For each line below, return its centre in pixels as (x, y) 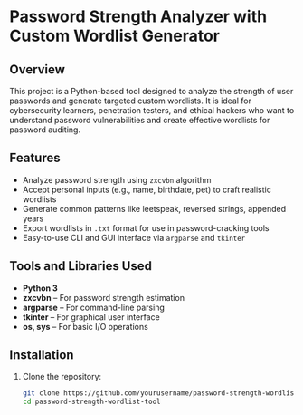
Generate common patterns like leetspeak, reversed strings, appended (154, 208)
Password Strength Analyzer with (138, 17)
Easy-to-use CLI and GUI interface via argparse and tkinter (134, 237)
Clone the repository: (62, 377)
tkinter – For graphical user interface (91, 317)
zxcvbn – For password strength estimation (104, 297)
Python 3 (40, 288)
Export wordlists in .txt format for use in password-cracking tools (146, 227)
